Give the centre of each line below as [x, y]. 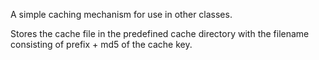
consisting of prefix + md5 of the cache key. [101, 44]
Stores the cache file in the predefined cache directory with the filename [160, 33]
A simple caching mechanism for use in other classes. [121, 14]
